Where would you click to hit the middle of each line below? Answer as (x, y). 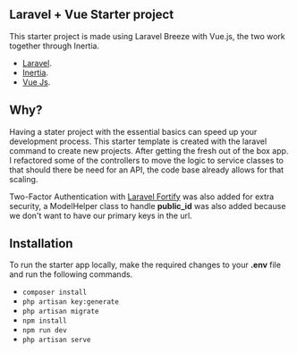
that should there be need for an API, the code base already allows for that (147, 170)
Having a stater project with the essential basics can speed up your (133, 131)
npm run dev (44, 331)
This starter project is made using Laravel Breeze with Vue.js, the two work (147, 36)
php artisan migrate (60, 312)
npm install (44, 321)
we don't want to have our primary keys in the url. (101, 215)
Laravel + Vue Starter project (92, 15)
